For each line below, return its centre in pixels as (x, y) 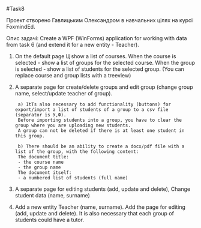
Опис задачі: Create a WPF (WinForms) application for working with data (97, 38)
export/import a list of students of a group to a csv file (91, 110)
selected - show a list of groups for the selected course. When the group (105, 63)
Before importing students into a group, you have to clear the (100, 120)
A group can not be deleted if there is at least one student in (101, 131)
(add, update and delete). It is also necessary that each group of (94, 213)
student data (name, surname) (52, 195)
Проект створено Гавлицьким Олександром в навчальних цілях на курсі (100, 20)
